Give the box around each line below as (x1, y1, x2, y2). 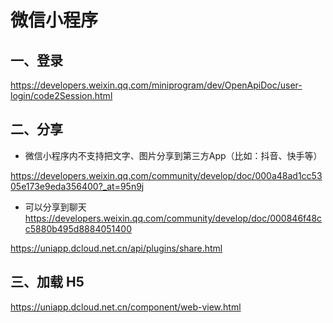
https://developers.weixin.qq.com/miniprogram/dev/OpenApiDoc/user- (10, 79, 303, 91)
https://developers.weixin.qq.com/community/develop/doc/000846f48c (24, 212, 323, 224)
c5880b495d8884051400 (24, 222, 132, 235)
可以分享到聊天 (24, 201, 87, 213)
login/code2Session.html (10, 90, 113, 101)
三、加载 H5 (10, 274, 85, 291)
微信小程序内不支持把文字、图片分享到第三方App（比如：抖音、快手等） (24, 149, 323, 161)
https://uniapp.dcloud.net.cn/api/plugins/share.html (10, 242, 223, 254)
